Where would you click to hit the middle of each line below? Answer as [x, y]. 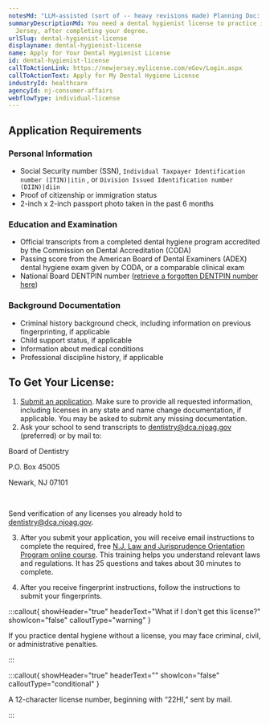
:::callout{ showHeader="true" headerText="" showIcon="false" [114, 675]
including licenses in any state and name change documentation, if [131, 410]
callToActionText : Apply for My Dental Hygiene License [104, 76]
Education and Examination [63, 224]
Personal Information [50, 154]
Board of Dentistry [39, 452]
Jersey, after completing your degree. [82, 31]
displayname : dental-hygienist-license [75, 46]
